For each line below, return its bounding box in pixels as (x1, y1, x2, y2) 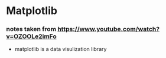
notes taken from (6, 25, 57, 33)
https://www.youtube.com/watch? (57, 25, 160, 33)
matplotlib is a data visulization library (14, 46, 107, 53)
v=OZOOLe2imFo (6, 32, 57, 40)
